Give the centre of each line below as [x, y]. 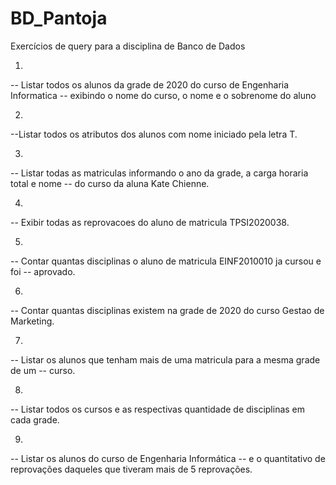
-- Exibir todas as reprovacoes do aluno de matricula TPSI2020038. [150, 222]
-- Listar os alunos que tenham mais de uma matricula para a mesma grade [165, 359]
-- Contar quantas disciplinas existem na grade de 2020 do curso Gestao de [167, 310]
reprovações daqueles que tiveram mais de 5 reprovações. [131, 469]
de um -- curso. [43, 370]
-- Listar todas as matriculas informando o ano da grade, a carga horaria [159, 173]
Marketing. [32, 321]
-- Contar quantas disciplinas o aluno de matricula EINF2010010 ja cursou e [166, 261]
